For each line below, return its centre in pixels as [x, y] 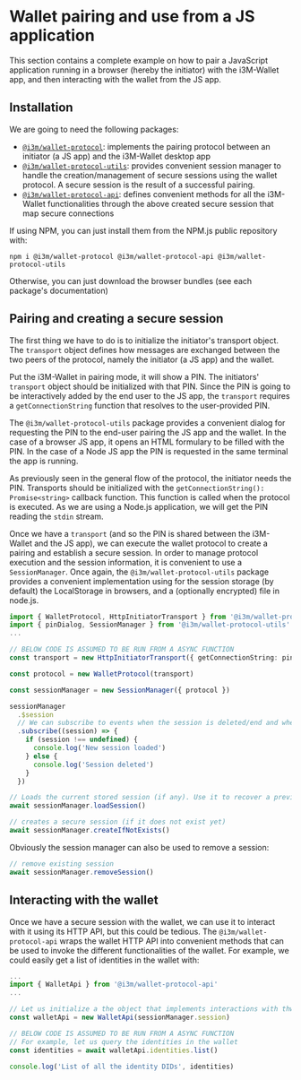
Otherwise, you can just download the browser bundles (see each [131, 281]
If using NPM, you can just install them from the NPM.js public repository [143, 230]
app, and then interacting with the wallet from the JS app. [116, 79]
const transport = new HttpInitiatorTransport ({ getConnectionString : [144, 658]
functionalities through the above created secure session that [161, 203]
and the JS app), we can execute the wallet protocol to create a [151, 543]
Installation [41, 108]
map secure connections [68, 213]
